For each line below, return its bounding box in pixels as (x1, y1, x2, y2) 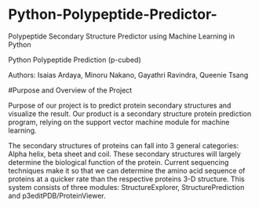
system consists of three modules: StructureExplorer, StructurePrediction (8, 182, 245, 192)
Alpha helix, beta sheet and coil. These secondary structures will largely (8, 149, 241, 159)
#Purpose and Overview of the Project (8, 85, 133, 95)
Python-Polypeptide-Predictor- (8, 5, 217, 24)
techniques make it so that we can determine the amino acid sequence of (8, 166, 246, 175)
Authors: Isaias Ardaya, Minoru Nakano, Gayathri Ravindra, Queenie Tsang (8, 70, 249, 79)
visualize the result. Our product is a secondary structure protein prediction (8, 108, 252, 119)
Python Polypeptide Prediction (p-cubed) (8, 55, 141, 64)
